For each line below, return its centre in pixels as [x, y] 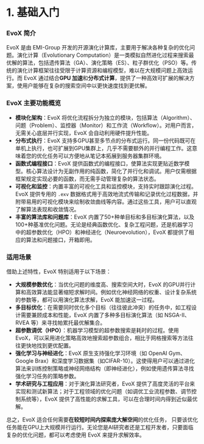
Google [24, 361]
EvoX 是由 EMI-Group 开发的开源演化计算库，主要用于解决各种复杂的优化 [98, 48]
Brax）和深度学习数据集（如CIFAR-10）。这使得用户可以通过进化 [115, 361]
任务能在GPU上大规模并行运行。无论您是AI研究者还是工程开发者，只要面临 [100, 428]
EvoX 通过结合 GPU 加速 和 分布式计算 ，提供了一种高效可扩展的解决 [107, 78]
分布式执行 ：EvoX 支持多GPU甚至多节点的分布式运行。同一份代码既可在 [105, 140]
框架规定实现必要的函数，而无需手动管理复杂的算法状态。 [87, 178]
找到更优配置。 [55, 346]
